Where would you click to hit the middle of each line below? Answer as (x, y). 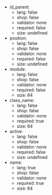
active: (16, 131)
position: (18, 38)
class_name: (22, 100)
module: (18, 69)
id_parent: (19, 7)
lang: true (26, 167)
